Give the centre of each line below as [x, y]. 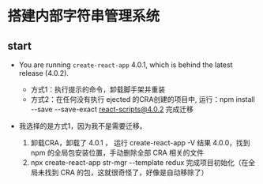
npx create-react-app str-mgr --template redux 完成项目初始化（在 [139, 162]
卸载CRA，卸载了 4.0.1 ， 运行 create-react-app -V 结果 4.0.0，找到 [140, 143]
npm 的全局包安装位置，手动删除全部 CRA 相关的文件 [117, 152]
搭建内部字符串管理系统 [84, 16]
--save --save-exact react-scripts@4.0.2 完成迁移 [112, 109]
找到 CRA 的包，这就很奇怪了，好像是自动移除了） [126, 172]
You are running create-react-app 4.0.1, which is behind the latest [126, 65]
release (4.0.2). [43, 73]
